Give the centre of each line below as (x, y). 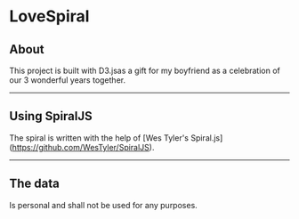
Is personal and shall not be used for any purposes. (103, 205)
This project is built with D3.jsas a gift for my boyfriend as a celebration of (145, 70)
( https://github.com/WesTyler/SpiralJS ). (82, 147)
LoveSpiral (49, 16)
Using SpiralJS (51, 116)
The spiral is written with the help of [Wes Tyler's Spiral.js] (116, 138)
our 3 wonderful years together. (68, 80)
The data (34, 184)
